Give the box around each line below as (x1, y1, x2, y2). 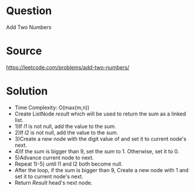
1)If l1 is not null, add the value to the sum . (14, 123, 116, 130)
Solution (6, 84, 48, 98)
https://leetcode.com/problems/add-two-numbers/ (6, 64, 129, 71)
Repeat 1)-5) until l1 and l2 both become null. (14, 160, 123, 167)
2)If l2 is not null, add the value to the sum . (14, 129, 119, 136)
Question (6, 4, 52, 18)
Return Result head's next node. (14, 179, 93, 186)
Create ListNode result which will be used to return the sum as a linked (14, 110, 186, 117)
